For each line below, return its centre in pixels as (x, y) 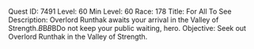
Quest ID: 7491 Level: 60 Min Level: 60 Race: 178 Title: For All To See (120, 11)
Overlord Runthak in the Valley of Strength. (78, 36)
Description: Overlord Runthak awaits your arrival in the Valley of (114, 20)
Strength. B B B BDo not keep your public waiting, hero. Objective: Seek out (127, 28)
